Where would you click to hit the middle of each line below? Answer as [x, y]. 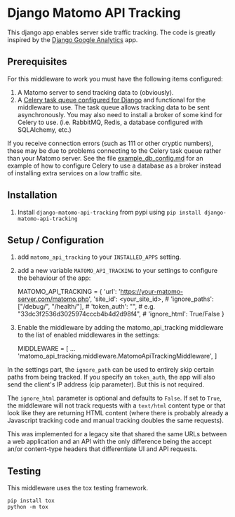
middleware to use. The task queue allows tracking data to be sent [114, 107]
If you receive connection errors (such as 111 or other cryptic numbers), [110, 143]
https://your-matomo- [152, 292]
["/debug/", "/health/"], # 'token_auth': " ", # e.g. [86, 307]
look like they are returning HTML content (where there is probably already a [118, 413]
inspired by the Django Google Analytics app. [73, 39]
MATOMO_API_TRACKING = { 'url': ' [69, 292]
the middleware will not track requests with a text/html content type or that [116, 405]
